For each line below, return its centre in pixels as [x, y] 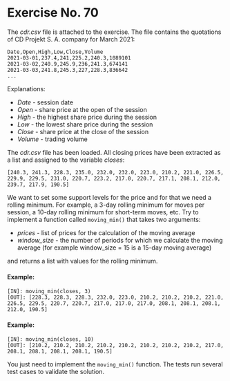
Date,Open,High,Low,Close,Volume [55, 52]
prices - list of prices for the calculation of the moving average [106, 232]
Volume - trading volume [52, 139]
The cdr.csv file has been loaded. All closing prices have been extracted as [114, 152]
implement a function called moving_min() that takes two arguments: [104, 219]
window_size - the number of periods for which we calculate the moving [120, 240]
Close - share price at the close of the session [83, 131]
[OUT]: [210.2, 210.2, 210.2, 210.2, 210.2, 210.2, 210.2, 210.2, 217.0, [116, 346]
